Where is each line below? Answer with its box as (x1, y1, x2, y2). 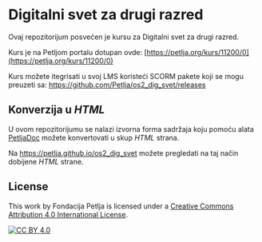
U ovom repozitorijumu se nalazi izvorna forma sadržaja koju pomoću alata (8, 124, 254, 133)
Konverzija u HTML (8, 103, 105, 117)
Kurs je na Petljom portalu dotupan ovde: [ (8, 47, 148, 57)
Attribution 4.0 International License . (8, 209, 129, 219)
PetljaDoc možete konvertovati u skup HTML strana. (8, 133, 180, 142)
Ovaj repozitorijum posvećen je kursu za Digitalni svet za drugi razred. (8, 32, 240, 42)
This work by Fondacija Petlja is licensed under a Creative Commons (8, 201, 234, 211)
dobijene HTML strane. (8, 157, 84, 166)
